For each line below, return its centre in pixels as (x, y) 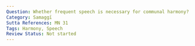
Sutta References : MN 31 (37, 23)
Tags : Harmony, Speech (34, 28)
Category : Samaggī (29, 17)
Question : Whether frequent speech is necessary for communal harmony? (97, 12)
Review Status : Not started (41, 34)
